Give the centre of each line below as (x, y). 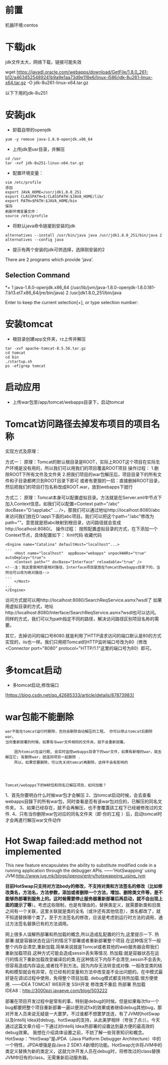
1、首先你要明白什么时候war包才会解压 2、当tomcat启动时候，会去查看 (78, 795)
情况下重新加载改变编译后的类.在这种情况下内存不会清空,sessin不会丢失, (88, 959)
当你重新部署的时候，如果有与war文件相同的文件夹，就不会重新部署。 (66, 742)
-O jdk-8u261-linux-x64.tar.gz (58, 83)
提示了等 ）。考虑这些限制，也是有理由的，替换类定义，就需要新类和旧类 (87, 905)
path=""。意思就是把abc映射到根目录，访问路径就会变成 (63, 523)
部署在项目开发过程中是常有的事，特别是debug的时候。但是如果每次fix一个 (82, 1001)
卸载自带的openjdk (32, 130)
